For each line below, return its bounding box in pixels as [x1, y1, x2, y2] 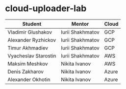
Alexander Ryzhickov [7, 36, 56, 43]
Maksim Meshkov [7, 60, 48, 67]
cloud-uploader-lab [5, 3, 87, 14]
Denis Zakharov [7, 68, 44, 75]
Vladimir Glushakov [7, 29, 52, 36]
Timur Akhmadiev [7, 44, 48, 51]
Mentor [71, 20, 89, 27]
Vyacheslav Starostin [7, 52, 56, 59]
